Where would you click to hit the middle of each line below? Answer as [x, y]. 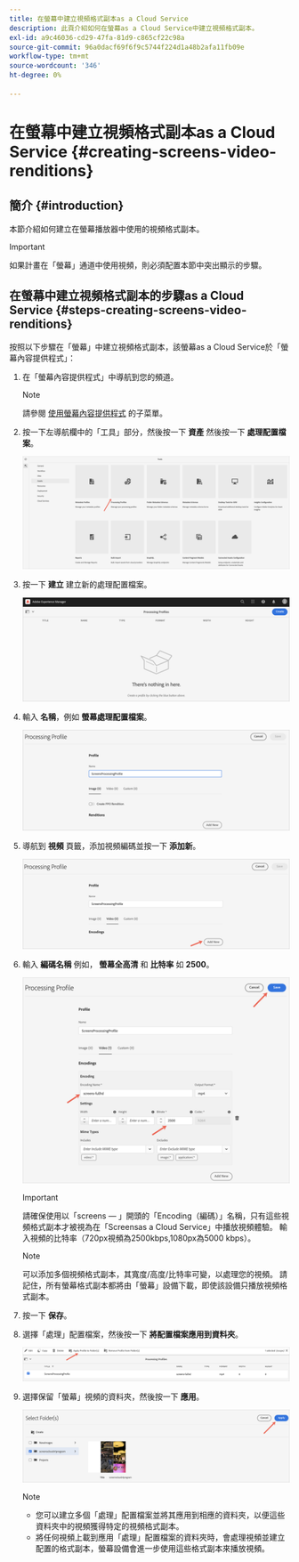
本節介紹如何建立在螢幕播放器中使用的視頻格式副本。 [107, 229]
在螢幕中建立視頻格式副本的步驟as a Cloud [127, 296]
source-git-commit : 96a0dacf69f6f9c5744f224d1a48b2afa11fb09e [127, 47]
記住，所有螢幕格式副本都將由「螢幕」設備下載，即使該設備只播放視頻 [151, 1285]
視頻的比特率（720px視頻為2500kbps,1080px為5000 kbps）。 [143, 1238]
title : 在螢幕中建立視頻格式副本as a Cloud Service [99, 19]
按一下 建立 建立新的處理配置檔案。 [87, 585]
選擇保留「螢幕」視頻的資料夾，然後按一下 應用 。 [113, 1396]
